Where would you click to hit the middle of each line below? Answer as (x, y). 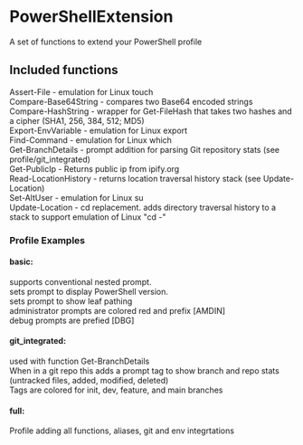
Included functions (64, 70)
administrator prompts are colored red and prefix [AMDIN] (118, 310)
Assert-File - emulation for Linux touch (81, 91)
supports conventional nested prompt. (80, 281)
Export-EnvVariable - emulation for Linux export (99, 130)
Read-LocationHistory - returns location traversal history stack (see (135, 178)
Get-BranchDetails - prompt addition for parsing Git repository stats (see (145, 149)
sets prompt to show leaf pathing (71, 301)
